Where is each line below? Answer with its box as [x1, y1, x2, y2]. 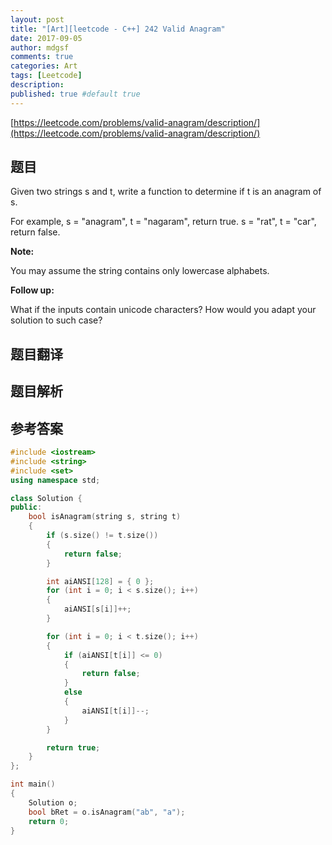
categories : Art [10, 61, 78, 71]
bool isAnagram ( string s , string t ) [28, 512, 182, 522]
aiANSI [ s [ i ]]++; [63, 604, 132, 615]
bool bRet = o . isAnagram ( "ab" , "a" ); [28, 807, 186, 817]
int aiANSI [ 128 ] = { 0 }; [46, 576, 155, 586]
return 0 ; [28, 816, 70, 826]
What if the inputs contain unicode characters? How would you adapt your [10, 304, 317, 316]
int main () [10, 779, 56, 790]
